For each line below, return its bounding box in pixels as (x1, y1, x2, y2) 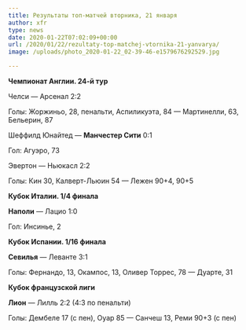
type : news (8, 26, 44, 34)
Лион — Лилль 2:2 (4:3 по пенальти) (8, 298, 131, 307)
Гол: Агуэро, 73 (8, 146, 61, 155)
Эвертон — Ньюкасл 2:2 (8, 161, 90, 170)
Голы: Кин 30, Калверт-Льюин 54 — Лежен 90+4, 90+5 (8, 176, 194, 185)
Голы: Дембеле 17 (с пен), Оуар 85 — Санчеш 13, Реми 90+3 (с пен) (8, 313, 237, 322)
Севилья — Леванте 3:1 (8, 252, 88, 262)
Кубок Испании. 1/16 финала (8, 237, 106, 246)
